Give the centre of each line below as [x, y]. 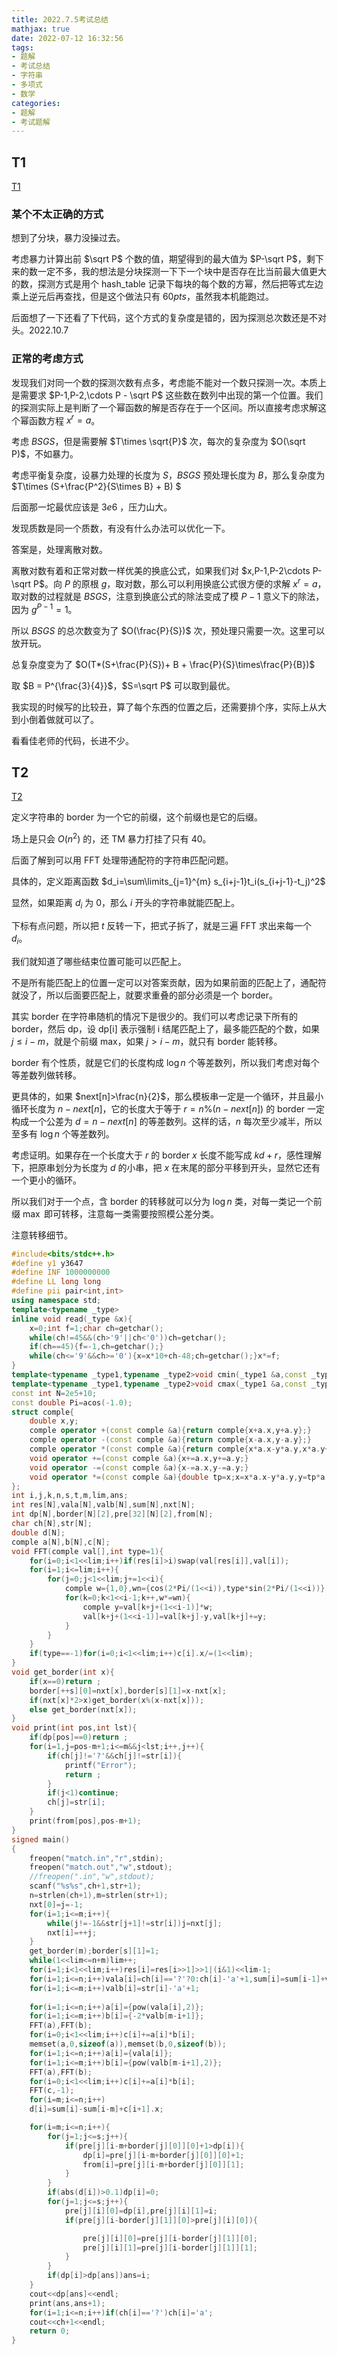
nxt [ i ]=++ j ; [72, 1932]
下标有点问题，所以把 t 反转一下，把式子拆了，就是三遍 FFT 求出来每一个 [161, 925]
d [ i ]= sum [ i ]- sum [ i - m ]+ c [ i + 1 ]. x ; [96, 2109]
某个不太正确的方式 [57, 214]
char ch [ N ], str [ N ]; [52, 1524]
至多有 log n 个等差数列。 [63, 1133]
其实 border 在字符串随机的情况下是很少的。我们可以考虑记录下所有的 [154, 1016]
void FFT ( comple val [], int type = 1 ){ [87, 1551]
